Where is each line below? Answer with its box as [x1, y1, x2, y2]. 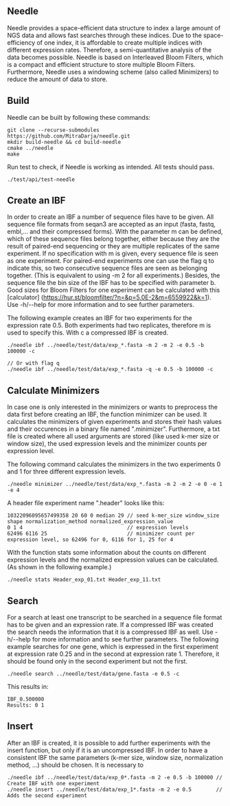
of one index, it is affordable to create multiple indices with [36, 38, 203, 47]
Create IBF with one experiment [7, 780, 100, 787]
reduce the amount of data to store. [7, 75, 108, 83]
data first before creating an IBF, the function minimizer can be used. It [7, 410, 207, 418]
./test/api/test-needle [7, 176, 76, 183]
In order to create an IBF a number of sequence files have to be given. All [7, 213, 214, 221]
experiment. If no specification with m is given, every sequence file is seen [7, 249, 218, 257]
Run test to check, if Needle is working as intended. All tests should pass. [7, 162, 215, 171]
